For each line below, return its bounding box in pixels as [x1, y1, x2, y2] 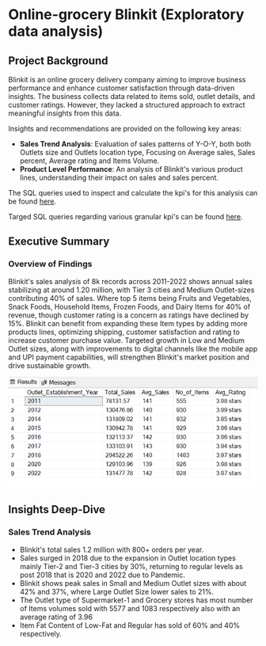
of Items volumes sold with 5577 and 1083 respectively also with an [19, 603, 241, 613]
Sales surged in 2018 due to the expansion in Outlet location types [19, 553, 236, 563]
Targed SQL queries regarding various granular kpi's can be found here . [8, 212, 243, 221]
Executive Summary [8, 235, 110, 249]
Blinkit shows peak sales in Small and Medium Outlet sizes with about [19, 578, 247, 587]
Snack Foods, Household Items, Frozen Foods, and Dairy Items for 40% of [8, 302, 251, 311]
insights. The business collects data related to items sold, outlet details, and [8, 92, 256, 101]
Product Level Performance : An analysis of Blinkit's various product [19, 165, 243, 173]
